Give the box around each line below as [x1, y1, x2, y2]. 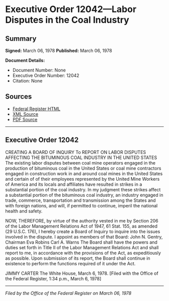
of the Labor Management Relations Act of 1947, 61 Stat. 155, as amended [5, 223, 157, 229]
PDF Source [12, 116, 38, 122]
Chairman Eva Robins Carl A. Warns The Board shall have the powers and [5, 239, 157, 245]
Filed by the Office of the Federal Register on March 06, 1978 [5, 290, 132, 296]
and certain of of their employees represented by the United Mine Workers [5, 176, 160, 182]
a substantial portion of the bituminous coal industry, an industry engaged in [5, 192, 163, 198]
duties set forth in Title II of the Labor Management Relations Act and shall [5, 244, 159, 250]
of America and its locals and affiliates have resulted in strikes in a [5, 181, 142, 187]
